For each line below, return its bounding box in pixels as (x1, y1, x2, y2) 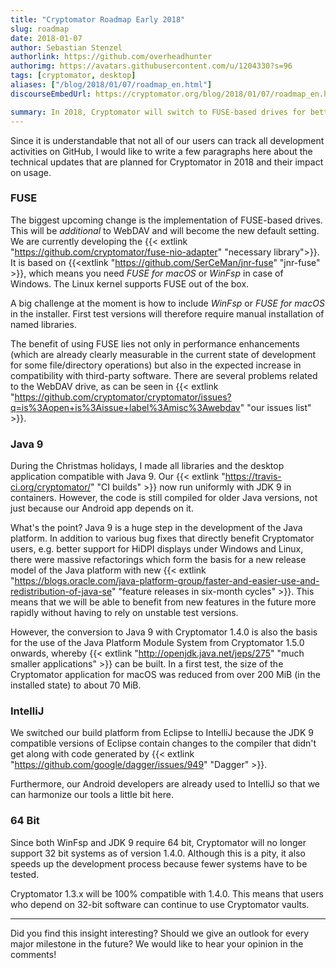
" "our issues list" (239, 401, 312, 413)
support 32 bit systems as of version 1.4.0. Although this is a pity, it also (10, 847, 306, 859)
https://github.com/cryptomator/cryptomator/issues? (14, 391, 232, 403)
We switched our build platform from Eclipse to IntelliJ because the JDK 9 (10, 727, 314, 739)
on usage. (10, 166, 52, 178)
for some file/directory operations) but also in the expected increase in (10, 359, 302, 371)
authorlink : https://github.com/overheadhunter (10, 52, 213, 62)
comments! (10, 948, 57, 960)
